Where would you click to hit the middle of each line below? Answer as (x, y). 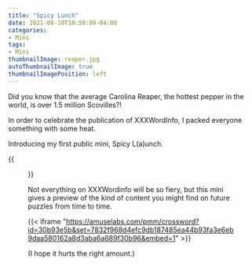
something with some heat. (52, 128)
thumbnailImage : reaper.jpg (54, 60)
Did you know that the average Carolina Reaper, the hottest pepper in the (126, 96)
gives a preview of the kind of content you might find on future (129, 198)
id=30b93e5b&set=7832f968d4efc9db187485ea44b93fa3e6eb (131, 230)
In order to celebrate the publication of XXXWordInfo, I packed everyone (125, 120)
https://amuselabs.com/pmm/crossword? (132, 221)
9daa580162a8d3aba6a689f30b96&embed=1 (102, 238)
